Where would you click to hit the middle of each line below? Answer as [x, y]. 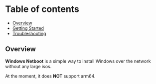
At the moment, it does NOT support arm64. [50, 76]
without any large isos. [28, 66]
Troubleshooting [29, 33]
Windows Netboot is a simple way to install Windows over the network [78, 61]
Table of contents [42, 9]
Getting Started [28, 28]
